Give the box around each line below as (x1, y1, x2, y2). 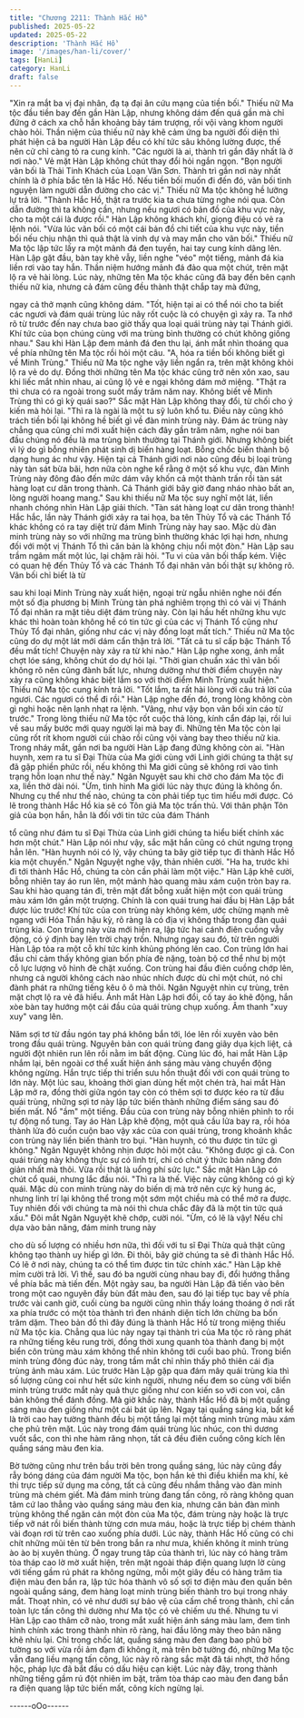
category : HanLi (9, 65, 71, 74)
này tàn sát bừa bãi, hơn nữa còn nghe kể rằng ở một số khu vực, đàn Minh (9, 463, 290, 474)
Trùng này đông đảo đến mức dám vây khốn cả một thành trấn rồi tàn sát (9, 472, 283, 483)
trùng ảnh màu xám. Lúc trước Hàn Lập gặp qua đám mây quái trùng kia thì (9, 1365, 289, 1376)
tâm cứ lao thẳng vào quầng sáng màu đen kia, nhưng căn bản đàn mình (9, 1499, 280, 1510)
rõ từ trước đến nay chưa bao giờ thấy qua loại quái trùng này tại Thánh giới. (9, 318, 293, 328)
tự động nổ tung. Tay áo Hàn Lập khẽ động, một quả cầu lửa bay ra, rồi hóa (9, 1116, 290, 1127)
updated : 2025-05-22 (9, 30, 88, 39)
